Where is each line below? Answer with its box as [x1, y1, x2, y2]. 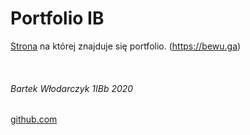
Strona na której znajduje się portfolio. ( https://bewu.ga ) [10, 40, 242, 52]
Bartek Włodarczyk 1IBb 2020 [10, 82, 134, 94]
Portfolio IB [10, 7, 105, 30]
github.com [10, 113, 58, 126]
